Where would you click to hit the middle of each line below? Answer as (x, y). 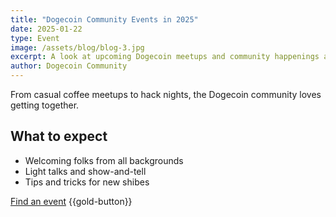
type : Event (35, 38)
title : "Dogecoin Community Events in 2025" (104, 19)
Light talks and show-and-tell (85, 171)
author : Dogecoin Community (69, 66)
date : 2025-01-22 (46, 29)
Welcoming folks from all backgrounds (104, 160)
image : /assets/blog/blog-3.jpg (77, 47)
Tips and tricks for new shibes (87, 182)
